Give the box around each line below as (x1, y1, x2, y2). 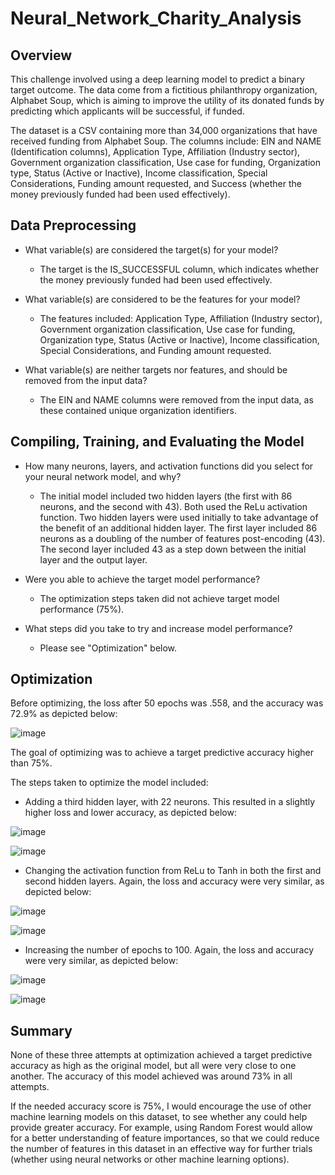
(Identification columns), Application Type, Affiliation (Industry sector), (10, 146, 301, 157)
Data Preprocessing (10, 217, 137, 234)
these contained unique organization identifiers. (39, 404, 238, 416)
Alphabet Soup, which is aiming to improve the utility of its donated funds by (10, 95, 325, 106)
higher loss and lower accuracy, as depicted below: (24, 807, 237, 819)
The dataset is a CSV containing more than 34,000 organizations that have (10, 125, 318, 136)
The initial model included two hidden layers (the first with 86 (39, 490, 293, 502)
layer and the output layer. (39, 553, 148, 566)
